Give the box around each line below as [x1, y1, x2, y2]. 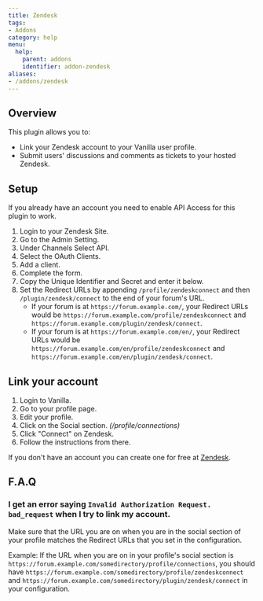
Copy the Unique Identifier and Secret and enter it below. [19, 277, 204, 286]
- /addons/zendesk [8, 77, 68, 85]
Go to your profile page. [19, 404, 97, 413]
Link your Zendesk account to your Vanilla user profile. [19, 142, 197, 152]
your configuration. [8, 584, 71, 593]
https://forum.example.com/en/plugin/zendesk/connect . [31, 352, 214, 362]
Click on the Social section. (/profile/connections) [19, 420, 181, 430]
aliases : [8, 70, 37, 78]
